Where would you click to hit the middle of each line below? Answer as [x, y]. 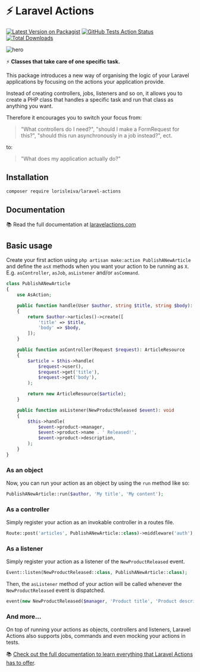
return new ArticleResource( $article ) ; [77, 394]
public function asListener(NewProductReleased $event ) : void [96, 410]
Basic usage [29, 245]
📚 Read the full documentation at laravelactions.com [71, 225]
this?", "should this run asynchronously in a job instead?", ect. [96, 135]
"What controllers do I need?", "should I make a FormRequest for [100, 129]
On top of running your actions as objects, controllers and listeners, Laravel [99, 630]
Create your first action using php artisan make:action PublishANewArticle [99, 260]
